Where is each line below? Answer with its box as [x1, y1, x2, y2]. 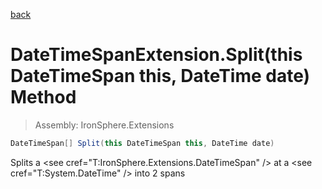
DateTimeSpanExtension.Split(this [10, 44, 303, 66]
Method [10, 86, 77, 109]
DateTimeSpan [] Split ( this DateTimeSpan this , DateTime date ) [10, 138, 275, 148]
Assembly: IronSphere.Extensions [34, 119, 175, 131]
